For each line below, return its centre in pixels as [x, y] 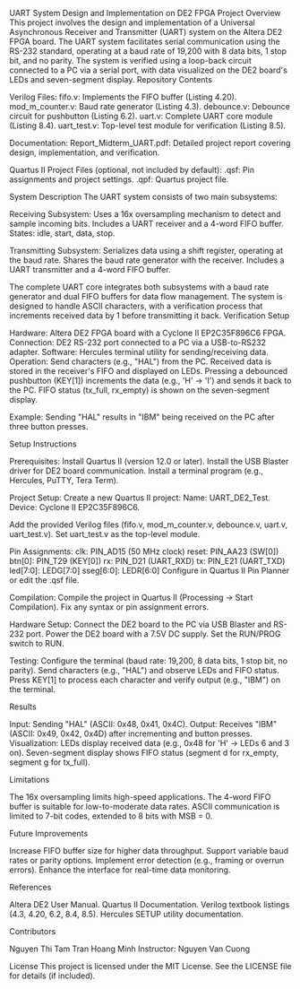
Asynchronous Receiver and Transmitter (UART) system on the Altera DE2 [146, 32]
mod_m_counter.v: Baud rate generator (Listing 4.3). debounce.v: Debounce [150, 106]
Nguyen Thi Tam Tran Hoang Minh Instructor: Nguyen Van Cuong [130, 949]
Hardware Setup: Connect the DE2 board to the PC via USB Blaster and [140, 624]
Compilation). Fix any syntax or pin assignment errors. [109, 607]
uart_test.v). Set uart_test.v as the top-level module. [105, 534]
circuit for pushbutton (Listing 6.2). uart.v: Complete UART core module [141, 116]
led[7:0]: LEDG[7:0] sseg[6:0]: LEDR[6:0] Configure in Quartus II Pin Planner [150, 570]
